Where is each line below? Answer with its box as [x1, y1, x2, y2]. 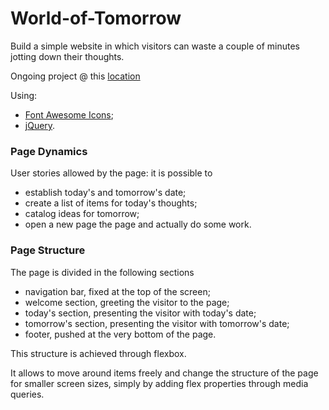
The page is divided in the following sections [10, 266, 195, 278]
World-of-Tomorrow [10, 7, 182, 30]
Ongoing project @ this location [10, 70, 141, 82]
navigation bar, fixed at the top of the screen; [24, 285, 211, 297]
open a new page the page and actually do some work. [24, 218, 252, 231]
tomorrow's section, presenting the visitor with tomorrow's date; [24, 317, 290, 329]
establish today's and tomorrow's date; [24, 187, 187, 199]
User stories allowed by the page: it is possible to [10, 167, 213, 179]
